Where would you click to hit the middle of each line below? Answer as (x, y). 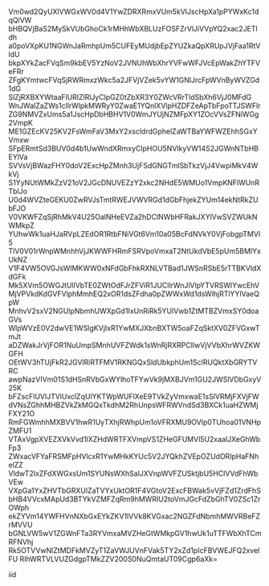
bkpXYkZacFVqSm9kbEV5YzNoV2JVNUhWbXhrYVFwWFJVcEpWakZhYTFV (134, 63)
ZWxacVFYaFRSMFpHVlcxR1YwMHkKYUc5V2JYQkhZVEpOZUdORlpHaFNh (134, 456)
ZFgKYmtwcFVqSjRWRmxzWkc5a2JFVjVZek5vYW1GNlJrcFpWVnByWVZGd (134, 80)
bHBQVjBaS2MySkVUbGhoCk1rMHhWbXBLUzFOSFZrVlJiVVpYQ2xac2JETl (133, 29)
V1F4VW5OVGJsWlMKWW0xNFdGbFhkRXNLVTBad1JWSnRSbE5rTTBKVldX (135, 268)
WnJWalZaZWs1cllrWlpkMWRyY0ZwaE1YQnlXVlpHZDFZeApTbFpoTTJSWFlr (134, 105)
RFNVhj (21, 542)
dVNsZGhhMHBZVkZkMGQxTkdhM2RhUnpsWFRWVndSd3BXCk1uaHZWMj (133, 405)
